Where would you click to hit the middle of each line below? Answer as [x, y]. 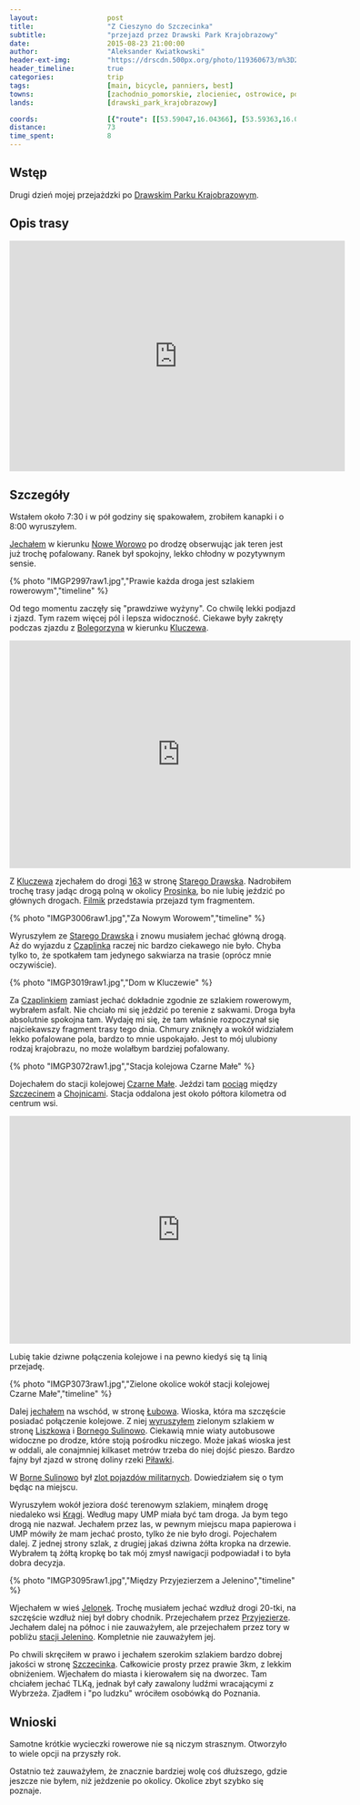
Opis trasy [40, 224]
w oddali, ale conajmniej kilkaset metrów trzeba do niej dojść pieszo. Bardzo [152, 1451]
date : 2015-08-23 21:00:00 [97, 43]
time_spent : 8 [60, 136]
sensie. [23, 564]
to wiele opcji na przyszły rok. [65, 1754]
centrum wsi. [34, 1103]
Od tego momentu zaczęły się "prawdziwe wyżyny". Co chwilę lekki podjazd [153, 609]
